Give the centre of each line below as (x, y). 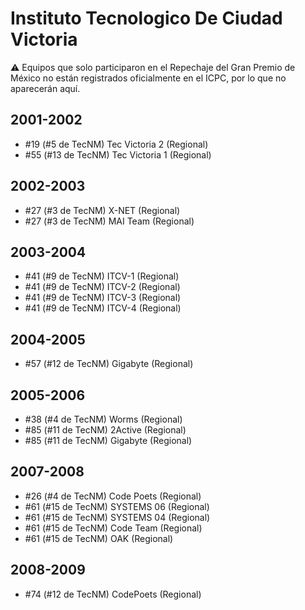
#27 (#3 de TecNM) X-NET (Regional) (102, 210)
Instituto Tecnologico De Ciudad (146, 18)
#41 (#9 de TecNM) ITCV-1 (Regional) (102, 276)
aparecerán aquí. (45, 88)
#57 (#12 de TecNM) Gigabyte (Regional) (109, 364)
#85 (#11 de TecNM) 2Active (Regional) (105, 430)
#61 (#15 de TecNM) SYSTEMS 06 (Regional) (117, 506)
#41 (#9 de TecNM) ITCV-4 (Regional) (103, 308)
